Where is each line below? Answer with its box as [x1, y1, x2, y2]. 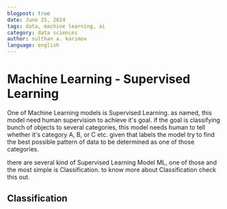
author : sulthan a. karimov [7, 36, 88, 42]
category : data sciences [7, 29, 78, 36]
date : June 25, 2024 [7, 16, 66, 23]
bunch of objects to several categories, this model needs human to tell [7, 123, 206, 131]
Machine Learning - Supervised [7, 71, 191, 87]
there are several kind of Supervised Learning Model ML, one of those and [7, 158, 217, 167]
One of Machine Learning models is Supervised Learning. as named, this [7, 108, 212, 116]
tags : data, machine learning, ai [7, 23, 106, 29]
